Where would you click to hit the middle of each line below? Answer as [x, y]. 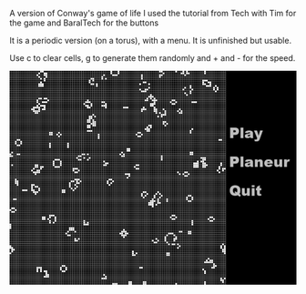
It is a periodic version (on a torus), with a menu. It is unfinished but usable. [151, 41]
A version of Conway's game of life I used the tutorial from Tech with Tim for [153, 13]
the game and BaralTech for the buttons [84, 23]
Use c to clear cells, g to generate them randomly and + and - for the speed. [153, 58]
